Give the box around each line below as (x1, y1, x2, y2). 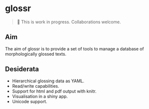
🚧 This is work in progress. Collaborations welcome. (17, 19, 121, 25)
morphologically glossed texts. (5, 51, 66, 57)
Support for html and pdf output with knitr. (12, 88, 97, 94)
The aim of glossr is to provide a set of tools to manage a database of (5, 46, 144, 51)
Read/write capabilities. (12, 83, 60, 89)
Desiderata (5, 65, 39, 73)
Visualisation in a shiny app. (12, 93, 68, 99)
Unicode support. (12, 98, 48, 104)
